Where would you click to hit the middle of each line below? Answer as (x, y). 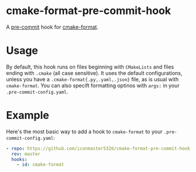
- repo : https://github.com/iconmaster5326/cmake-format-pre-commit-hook (98, 148)
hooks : (19, 159)
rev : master (26, 154)
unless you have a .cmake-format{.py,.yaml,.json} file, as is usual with (92, 79)
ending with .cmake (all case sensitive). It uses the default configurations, (94, 73)
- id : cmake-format (40, 165)
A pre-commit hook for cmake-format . (52, 27)
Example (28, 116)
